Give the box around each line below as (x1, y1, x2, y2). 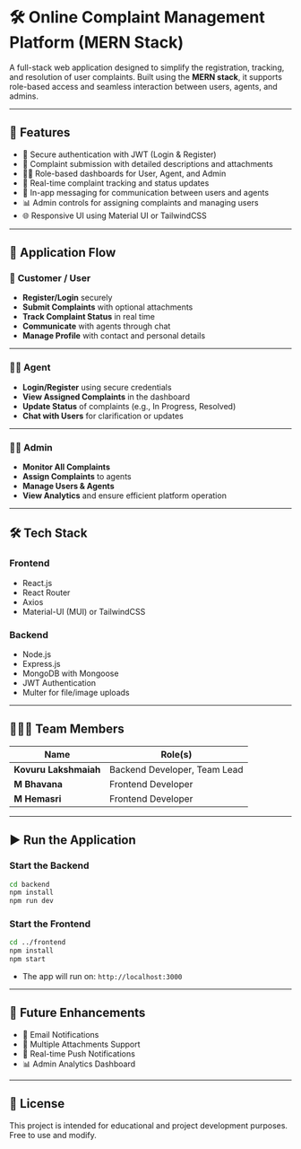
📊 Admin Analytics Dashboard (21, 1058, 136, 1069)
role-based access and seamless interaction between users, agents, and (9, 81, 278, 92)
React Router (21, 587, 71, 598)
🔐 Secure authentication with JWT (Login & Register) (21, 149, 217, 160)
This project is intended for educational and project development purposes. (9, 1119, 288, 1131)
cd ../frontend (9, 938, 66, 947)
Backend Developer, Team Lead (108, 763, 244, 776)
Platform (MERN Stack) (9, 32, 185, 53)
